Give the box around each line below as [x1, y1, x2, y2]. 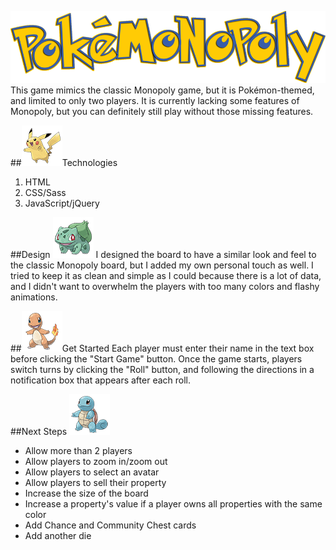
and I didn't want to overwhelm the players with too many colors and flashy [10, 280, 320, 292]
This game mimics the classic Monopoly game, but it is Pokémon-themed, [10, 84, 315, 96]
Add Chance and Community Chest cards [24, 519, 197, 531]
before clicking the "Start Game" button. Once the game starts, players [10, 352, 303, 365]
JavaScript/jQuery [24, 197, 100, 209]
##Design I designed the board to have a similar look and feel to [10, 248, 317, 260]
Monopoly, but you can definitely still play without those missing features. [10, 105, 314, 117]
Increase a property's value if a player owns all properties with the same [24, 497, 323, 510]
